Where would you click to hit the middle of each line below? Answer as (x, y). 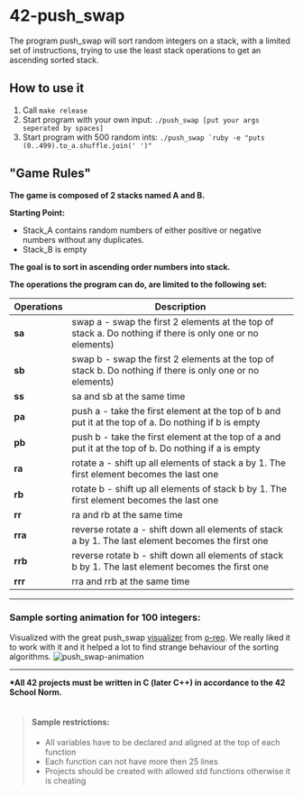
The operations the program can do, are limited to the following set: (138, 284)
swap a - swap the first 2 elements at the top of (173, 321)
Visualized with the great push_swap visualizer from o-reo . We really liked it (150, 637)
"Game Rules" (50, 174)
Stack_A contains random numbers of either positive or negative (142, 230)
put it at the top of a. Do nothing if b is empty (166, 422)
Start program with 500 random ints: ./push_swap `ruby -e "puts (143, 137)
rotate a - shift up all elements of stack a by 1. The (179, 463)
